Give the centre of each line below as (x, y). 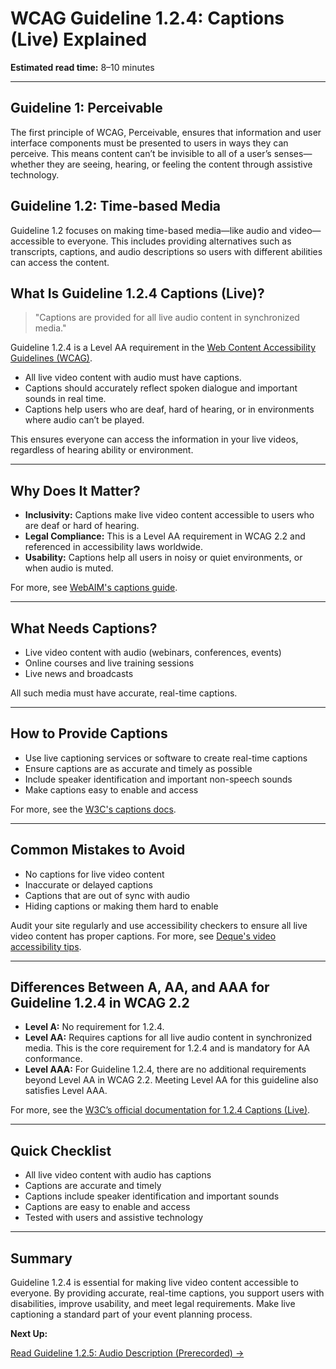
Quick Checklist (61, 1150)
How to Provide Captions (89, 733)
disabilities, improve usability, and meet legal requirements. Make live (153, 1304)
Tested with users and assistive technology (113, 1218)
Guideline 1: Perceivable (86, 108)
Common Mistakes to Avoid (98, 850)
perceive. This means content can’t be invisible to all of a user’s (141, 153)
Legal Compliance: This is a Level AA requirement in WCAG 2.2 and (165, 536)
